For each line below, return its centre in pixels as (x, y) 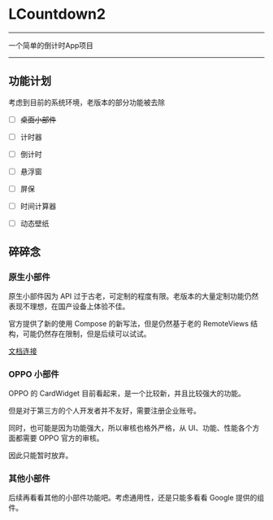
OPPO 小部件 (34, 374)
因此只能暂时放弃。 (41, 456)
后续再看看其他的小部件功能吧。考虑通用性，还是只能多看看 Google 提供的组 (136, 498)
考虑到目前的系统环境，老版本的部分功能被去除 (87, 102)
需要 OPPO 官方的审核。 (63, 438)
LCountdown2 (57, 14)
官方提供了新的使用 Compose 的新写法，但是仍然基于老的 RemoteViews (129, 323)
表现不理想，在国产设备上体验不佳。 (69, 306)
